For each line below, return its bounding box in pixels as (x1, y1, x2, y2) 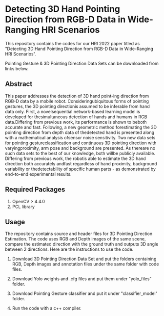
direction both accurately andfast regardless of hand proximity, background (5, 160, 157, 166)
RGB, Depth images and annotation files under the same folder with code (12, 261, 159, 267)
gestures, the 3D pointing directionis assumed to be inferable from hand (5, 103, 150, 109)
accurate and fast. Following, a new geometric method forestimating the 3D (5, 124, 157, 130)
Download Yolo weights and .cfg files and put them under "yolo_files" (12, 276, 152, 282)
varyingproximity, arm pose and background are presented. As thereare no (5, 145, 156, 151)
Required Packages (5, 185, 65, 194)
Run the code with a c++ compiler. (12, 305, 82, 311)
